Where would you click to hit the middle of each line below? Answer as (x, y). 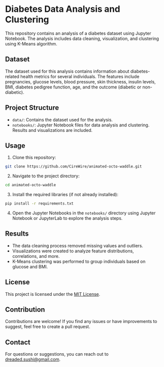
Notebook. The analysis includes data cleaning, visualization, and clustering (82, 39)
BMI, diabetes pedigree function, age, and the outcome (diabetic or (73, 87)
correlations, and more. (36, 256)
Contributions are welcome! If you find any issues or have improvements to (81, 322)
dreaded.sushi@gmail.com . (33, 360)
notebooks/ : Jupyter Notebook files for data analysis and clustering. (81, 125)
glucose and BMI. (30, 266)
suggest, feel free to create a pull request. (48, 326)
